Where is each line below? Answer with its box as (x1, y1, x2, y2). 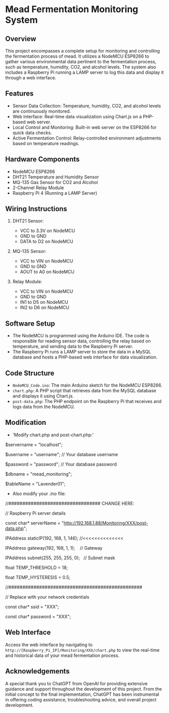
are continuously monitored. (12, 108, 71, 114)
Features (5, 90, 34, 98)
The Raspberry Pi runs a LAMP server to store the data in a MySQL (12, 349, 151, 355)
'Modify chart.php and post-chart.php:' (12, 431, 94, 438)
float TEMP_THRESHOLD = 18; (5, 564, 68, 570)
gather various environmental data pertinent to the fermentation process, (5, 59, 157, 64)
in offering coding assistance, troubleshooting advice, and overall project (5, 696, 157, 702)
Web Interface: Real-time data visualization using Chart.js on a (12, 113, 142, 119)
